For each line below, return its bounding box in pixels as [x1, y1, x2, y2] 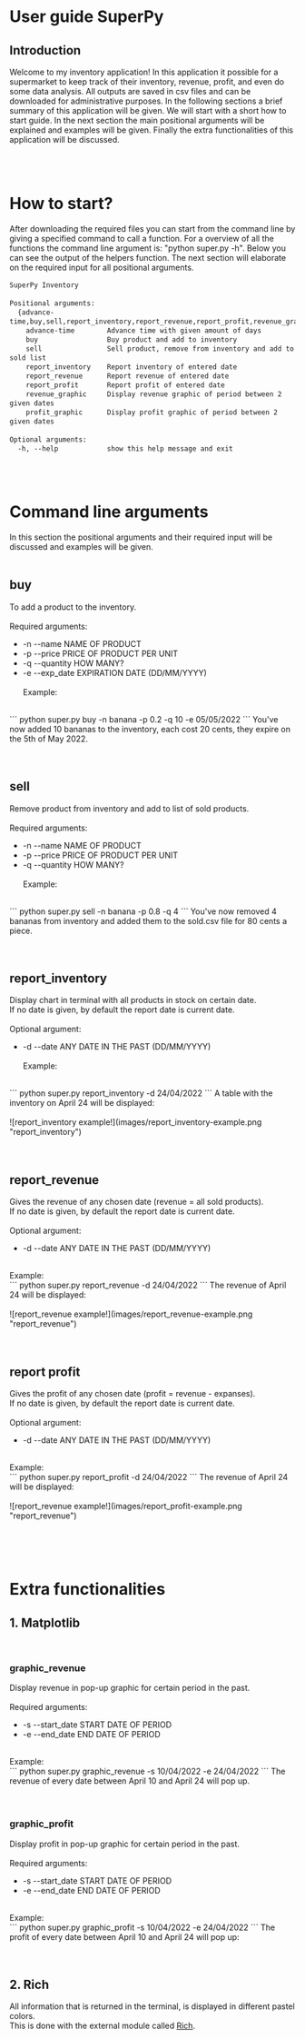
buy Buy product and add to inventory [25, 334, 238, 344]
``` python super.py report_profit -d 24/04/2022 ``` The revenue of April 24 [9, 1471, 289, 1482]
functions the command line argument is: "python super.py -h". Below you [9, 243, 286, 254]
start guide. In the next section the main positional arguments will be [9, 115, 265, 125]
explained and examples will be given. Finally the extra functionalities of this [9, 124, 294, 135]
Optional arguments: [9, 434, 88, 444]
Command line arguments [9, 502, 209, 522]
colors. [9, 2011, 35, 2022]
